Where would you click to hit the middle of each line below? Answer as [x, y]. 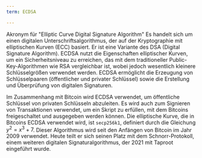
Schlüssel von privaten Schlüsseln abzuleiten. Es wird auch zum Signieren [98, 103]
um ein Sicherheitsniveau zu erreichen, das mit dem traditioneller [87, 59]
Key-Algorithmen [27, 66]
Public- [178, 59]
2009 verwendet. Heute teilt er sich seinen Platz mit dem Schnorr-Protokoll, [100, 136]
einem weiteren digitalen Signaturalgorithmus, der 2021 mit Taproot [90, 142]
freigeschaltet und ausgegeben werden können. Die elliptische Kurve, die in [100, 116]
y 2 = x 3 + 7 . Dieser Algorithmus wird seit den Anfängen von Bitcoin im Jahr [99, 129]
